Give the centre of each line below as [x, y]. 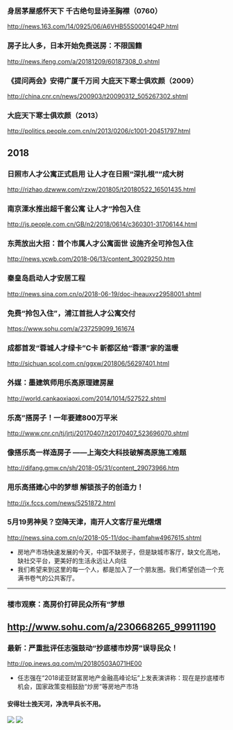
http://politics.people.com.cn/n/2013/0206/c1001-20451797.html [99, 131]
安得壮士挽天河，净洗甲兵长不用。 [56, 704]
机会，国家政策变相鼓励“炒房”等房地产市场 [78, 687]
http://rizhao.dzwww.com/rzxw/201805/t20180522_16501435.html [102, 189]
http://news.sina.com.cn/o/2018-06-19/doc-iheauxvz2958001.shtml [104, 294]
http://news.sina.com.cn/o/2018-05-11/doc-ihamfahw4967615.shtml [104, 537]
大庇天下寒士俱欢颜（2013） [55, 115]
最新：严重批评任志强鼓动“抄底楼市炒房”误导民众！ [93, 648]
